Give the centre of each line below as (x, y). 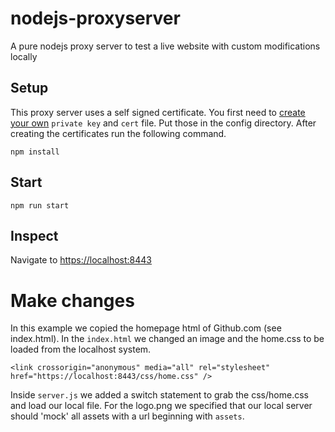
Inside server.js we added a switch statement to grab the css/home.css (159, 395)
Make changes (72, 300)
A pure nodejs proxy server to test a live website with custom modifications (165, 46)
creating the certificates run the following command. (118, 133)
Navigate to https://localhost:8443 (81, 260)
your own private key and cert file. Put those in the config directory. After (163, 123)
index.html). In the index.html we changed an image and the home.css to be (167, 339)
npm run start (40, 205)
